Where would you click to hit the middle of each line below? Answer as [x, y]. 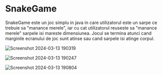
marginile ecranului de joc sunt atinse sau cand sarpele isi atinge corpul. [80, 38]
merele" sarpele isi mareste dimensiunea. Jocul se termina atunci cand [78, 33]
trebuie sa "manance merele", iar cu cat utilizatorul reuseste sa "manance [81, 27]
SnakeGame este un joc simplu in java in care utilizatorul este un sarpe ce [81, 22]
